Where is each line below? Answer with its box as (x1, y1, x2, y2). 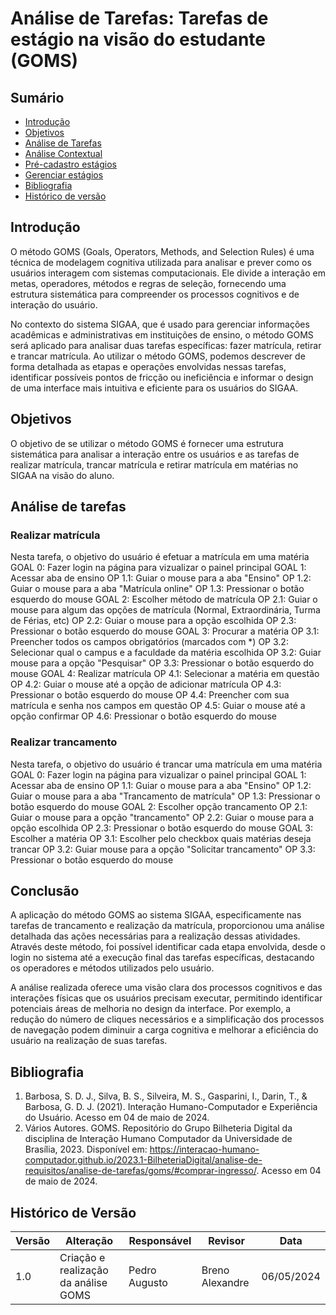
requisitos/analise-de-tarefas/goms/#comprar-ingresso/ (24, 1165, 257, 1177)
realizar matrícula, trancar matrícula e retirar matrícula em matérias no (10, 458, 299, 471)
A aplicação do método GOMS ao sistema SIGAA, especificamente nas (10, 909, 302, 921)
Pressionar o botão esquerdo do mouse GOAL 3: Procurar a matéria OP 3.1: (10, 625, 320, 637)
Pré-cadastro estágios (24, 158, 117, 170)
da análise (59, 1276, 108, 1290)
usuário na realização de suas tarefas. (10, 1035, 168, 1047)
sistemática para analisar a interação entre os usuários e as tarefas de (10, 448, 300, 460)
